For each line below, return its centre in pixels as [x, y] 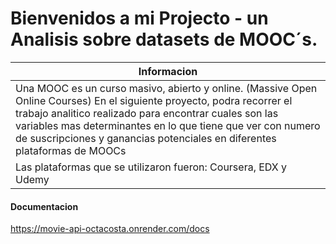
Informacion [168, 71]
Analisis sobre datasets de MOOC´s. [164, 39]
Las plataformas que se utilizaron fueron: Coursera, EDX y [151, 167]
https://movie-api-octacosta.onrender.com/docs [110, 229]
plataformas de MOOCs [71, 150]
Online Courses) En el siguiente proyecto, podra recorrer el [154, 100]
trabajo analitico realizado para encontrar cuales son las [147, 113]
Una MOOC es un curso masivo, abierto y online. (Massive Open [166, 88]
